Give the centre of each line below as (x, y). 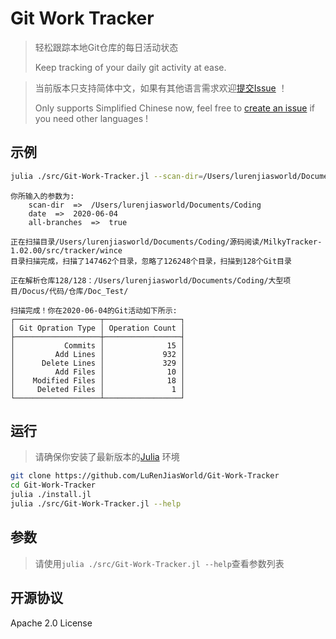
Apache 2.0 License (51, 623)
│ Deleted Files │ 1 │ (98, 389)
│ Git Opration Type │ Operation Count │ (98, 328)
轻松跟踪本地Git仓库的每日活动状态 (106, 47)
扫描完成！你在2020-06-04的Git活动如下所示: (94, 310)
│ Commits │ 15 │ (98, 345)
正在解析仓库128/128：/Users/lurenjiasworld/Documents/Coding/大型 (147, 280)
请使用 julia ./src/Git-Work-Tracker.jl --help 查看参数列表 (159, 563)
